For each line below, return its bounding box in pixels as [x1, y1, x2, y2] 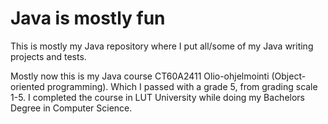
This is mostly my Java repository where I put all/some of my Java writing [10, 40, 314, 52]
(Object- [271, 70, 307, 82]
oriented [10, 80, 45, 92]
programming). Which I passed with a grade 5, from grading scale [46, 80, 318, 92]
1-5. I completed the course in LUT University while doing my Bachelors [10, 91, 306, 103]
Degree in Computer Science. [10, 102, 133, 114]
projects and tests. [10, 50, 87, 62]
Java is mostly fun [10, 7, 166, 30]
